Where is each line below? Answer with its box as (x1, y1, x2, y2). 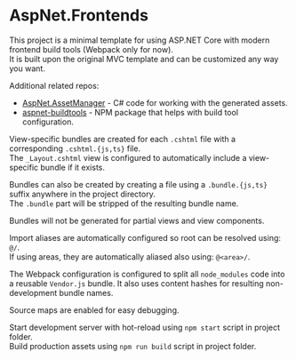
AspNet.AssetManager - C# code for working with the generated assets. (21, 97, 289, 108)
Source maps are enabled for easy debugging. (9, 304, 180, 316)
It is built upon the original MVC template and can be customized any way (9, 53, 279, 64)
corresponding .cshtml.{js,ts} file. (9, 143, 140, 154)
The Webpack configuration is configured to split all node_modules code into (9, 268, 285, 279)
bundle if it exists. (40, 162, 105, 172)
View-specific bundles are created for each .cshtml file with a (9, 133, 236, 144)
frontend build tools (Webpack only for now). (9, 44, 173, 54)
